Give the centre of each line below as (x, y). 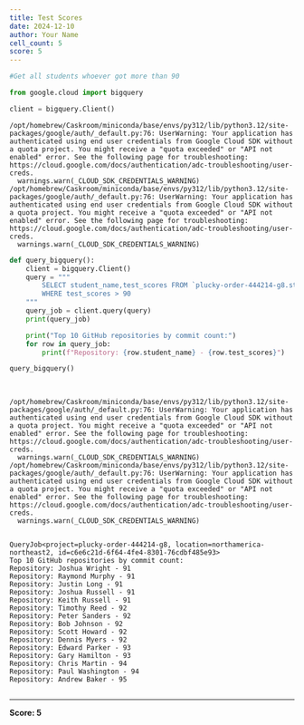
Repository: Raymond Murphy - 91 (72, 576)
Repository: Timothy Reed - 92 (68, 608)
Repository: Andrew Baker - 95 (68, 680)
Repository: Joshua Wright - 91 (70, 568)
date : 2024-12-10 (42, 26)
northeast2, (32, 553)
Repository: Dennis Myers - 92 (68, 640)
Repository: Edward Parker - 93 (70, 648)
